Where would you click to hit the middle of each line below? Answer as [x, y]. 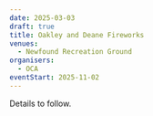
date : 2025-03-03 [42, 18]
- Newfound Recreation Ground [75, 52]
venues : [24, 43]
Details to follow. [41, 103]
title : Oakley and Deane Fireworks [77, 35]
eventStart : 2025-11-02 [55, 78]
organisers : [32, 60]
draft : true [32, 26]
